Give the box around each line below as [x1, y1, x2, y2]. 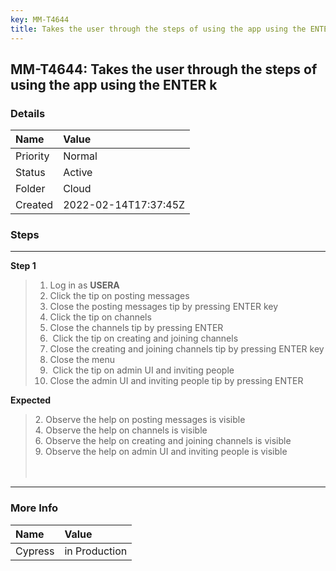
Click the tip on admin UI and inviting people [52, 364, 235, 376]
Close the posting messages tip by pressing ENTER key [49, 301, 279, 313]
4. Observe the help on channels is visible [34, 424, 208, 436]
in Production [64, 544, 128, 558]
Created [15, 198, 54, 212]
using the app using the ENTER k [10, 76, 218, 93]
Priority [15, 149, 50, 163]
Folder [15, 182, 46, 196]
